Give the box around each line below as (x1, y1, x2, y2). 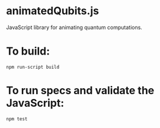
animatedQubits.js (6, 4, 100, 18)
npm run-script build (6, 64, 60, 70)
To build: (6, 44, 50, 58)
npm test (6, 116, 28, 122)
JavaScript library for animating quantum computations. (6, 24, 142, 31)
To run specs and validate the (6, 84, 155, 97)
